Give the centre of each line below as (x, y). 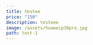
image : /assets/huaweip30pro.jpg (47, 28)
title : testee (23, 11)
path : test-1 (22, 33)
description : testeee (32, 22)
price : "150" (22, 17)
